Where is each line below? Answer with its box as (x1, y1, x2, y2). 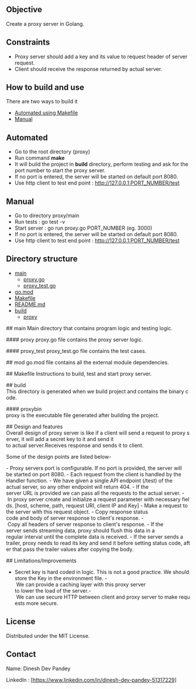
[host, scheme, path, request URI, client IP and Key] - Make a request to (14, 502, 188, 509)
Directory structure (6, 254, 78, 264)
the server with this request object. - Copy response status (6, 508, 148, 515)
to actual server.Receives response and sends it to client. (6, 442, 144, 449)
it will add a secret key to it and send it (21, 435, 114, 442)
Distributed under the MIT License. (6, 632, 90, 639)
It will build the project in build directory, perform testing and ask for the (14, 161, 188, 168)
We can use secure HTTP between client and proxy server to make (16, 593, 178, 600)
